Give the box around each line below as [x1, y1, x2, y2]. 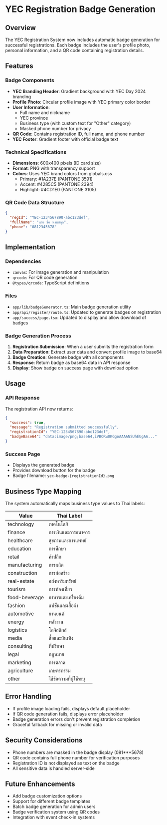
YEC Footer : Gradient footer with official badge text [12, 136, 119, 142]
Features [5, 62, 33, 71]
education [7, 545, 31, 552]
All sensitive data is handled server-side [12, 765, 95, 771]
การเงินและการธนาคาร [48, 529, 90, 536]
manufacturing [7, 561, 42, 568]
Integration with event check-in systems [12, 814, 95, 820]
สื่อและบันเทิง [48, 634, 74, 641]
